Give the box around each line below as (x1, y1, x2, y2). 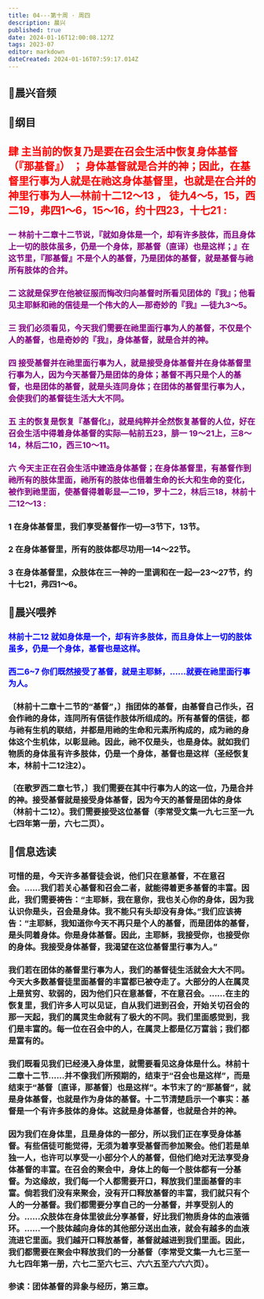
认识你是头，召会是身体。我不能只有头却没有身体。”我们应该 (8, 906, 234, 917)
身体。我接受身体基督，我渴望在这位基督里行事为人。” (16, 941, 218, 952)
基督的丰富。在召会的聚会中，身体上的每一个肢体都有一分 (16, 1164, 234, 1175)
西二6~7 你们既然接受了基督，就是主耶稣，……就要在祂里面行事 (8, 666, 251, 677)
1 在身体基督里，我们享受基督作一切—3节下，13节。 (8, 521, 205, 532)
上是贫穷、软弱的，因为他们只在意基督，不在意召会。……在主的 (8, 988, 250, 999)
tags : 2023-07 (8, 41, 55, 49)
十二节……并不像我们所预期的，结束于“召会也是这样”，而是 (24, 1070, 251, 1081)
